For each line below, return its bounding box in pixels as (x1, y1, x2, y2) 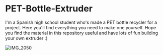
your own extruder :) (5, 35, 48, 41)
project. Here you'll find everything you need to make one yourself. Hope (5, 24, 156, 30)
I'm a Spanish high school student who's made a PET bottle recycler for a (5, 19, 157, 25)
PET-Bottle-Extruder (5, 3, 93, 14)
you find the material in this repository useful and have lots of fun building (5, 30, 158, 36)
